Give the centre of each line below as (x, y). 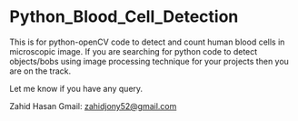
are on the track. (40, 71)
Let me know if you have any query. (76, 88)
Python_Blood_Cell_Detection (124, 17)
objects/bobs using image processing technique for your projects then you (149, 61)
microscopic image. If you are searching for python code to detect (134, 51)
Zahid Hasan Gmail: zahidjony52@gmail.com (93, 106)
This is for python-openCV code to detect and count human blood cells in (147, 42)
